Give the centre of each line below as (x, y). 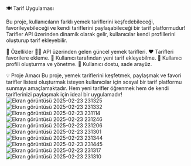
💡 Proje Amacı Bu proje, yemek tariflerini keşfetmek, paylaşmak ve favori (94, 75)
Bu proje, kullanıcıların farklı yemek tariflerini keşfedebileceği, (80, 22)
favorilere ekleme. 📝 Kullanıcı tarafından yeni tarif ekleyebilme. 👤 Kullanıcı (94, 58)
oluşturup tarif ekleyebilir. (37, 40)
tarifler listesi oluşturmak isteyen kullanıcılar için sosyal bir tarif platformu (94, 82)
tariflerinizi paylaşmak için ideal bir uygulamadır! (64, 94)
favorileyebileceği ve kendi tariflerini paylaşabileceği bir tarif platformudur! (96, 28)
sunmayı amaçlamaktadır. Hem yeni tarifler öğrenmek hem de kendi (87, 88)
